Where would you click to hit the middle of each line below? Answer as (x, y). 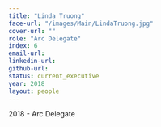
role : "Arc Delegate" (45, 38)
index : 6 (23, 46)
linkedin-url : (32, 61)
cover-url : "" (32, 31)
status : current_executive (54, 76)
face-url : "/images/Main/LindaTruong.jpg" (81, 23)
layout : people (34, 91)
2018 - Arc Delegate (42, 114)
